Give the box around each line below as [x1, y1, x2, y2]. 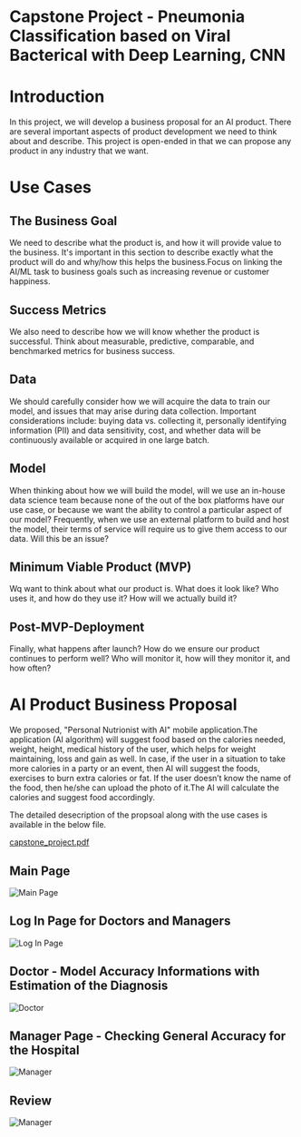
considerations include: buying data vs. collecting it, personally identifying [9, 415, 287, 426]
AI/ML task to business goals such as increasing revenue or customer [9, 266, 270, 278]
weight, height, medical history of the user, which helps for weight [9, 744, 257, 755]
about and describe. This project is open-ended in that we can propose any [9, 136, 292, 147]
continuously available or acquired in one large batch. [9, 434, 210, 446]
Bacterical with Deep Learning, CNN [9, 45, 286, 65]
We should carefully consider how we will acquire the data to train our [9, 396, 270, 407]
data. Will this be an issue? [9, 533, 109, 544]
